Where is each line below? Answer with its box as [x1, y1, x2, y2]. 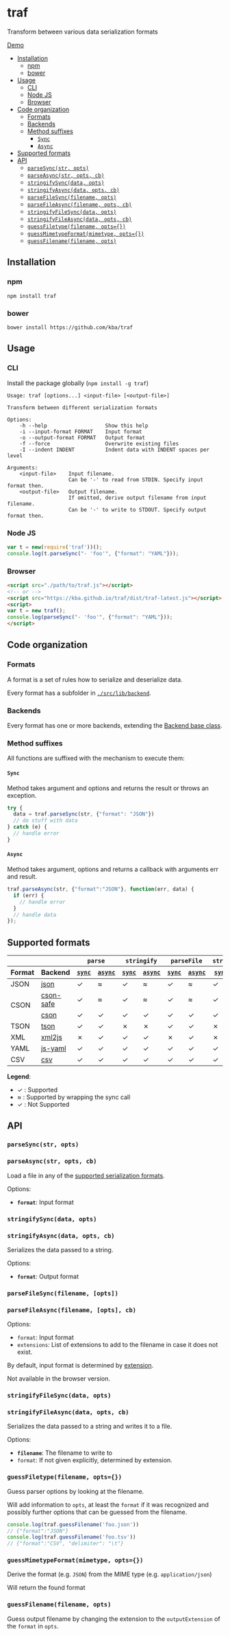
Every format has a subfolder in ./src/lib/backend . [7, 689, 152, 697]
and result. [7, 873, 38, 881]
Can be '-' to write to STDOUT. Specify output [68, 506, 207, 513]
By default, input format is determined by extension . [7, 1361, 154, 1370]
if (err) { [13, 892, 44, 899]
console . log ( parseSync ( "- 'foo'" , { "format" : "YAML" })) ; [7, 614, 173, 621]
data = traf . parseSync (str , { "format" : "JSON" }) [13, 811, 155, 818]
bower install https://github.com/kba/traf [7, 324, 133, 331]
